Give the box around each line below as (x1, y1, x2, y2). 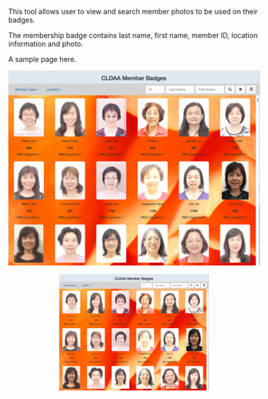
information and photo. (8, 39, 84, 49)
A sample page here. (8, 55, 77, 64)
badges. (8, 15, 36, 25)
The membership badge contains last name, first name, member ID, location (8, 31, 258, 40)
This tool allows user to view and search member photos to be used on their (8, 7, 258, 16)
